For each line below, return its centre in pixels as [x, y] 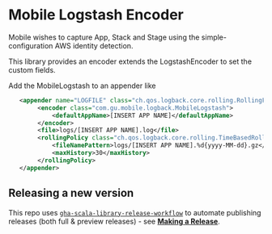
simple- [214, 37]
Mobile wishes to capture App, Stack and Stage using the [104, 37]
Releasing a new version [71, 193]
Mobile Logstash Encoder [96, 15]
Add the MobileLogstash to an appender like [82, 86]
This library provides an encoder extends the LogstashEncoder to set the [130, 61]
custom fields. [32, 69]
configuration [31, 45]
